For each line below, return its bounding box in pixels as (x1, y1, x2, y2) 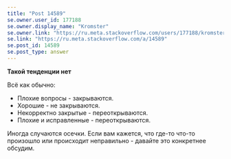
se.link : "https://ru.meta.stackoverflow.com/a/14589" (7, 36, 168, 43)
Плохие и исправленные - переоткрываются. (16, 116, 151, 124)
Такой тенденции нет (7, 67, 71, 76)
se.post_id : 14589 (7, 42, 60, 49)
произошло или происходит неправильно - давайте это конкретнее (7, 136, 206, 145)
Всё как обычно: (7, 81, 56, 89)
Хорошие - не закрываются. (16, 101, 100, 109)
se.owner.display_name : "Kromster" (7, 23, 109, 30)
